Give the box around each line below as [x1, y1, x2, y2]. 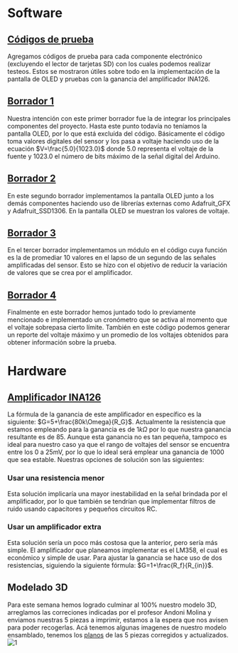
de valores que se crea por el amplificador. [7, 269, 133, 277]
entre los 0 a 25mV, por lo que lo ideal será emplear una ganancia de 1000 [7, 448, 225, 456]
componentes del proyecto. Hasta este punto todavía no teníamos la [7, 122, 207, 130]
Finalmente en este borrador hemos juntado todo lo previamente [7, 308, 196, 317]
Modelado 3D [7, 581, 68, 594]
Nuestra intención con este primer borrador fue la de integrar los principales [7, 114, 231, 122]
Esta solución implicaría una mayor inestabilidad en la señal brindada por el [7, 489, 227, 498]
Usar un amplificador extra [7, 522, 102, 532]
